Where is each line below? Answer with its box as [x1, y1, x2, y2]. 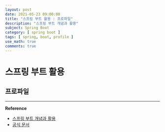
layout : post [5, 7, 32, 12]
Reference [5, 105, 27, 111]
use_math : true [5, 39, 36, 44]
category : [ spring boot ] [5, 30, 60, 35]
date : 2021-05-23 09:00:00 [5, 12, 60, 17]
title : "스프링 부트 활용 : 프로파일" [5, 16, 73, 21]
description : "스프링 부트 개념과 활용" [5, 21, 79, 26]
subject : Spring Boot [5, 26, 50, 30]
